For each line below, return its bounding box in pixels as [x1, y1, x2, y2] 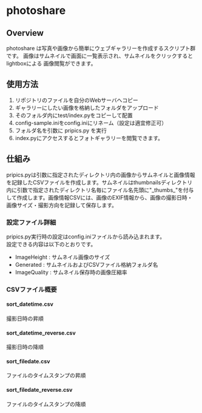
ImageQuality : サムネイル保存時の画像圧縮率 [15, 268, 127, 276]
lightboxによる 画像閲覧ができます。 [6, 60, 96, 67]
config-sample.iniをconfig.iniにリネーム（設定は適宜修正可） [15, 119, 167, 126]
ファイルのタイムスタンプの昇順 [6, 372, 86, 379]
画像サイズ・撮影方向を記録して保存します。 [6, 201, 117, 209]
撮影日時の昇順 [6, 315, 44, 322]
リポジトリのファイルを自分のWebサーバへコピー [15, 96, 138, 104]
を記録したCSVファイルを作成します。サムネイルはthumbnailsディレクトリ [6, 178, 193, 186]
